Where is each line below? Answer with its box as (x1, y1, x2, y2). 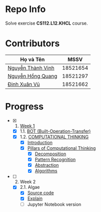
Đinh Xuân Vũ (7, 80, 40, 87)
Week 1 (19, 123, 35, 129)
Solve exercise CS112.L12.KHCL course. (5, 20, 88, 26)
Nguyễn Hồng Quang (7, 72, 57, 79)
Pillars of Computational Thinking (27, 145, 96, 151)
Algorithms (34, 168, 57, 174)
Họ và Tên (20, 56, 45, 63)
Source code (27, 190, 54, 196)
